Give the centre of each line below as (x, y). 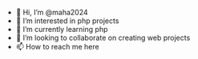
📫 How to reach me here (57, 47)
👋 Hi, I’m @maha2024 (52, 12)
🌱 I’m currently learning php (62, 29)
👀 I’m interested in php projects (67, 21)
